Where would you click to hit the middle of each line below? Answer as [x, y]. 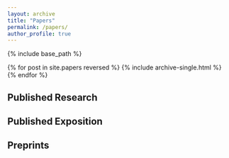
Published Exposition [55, 122]
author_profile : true [39, 34]
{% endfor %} [28, 75]
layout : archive [31, 14]
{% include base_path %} [45, 54]
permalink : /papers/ [38, 27]
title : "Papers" [31, 21]
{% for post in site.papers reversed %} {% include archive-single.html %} [114, 67]
